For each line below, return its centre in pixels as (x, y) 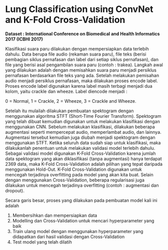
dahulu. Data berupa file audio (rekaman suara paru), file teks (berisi (76, 54)
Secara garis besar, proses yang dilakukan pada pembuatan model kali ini (81, 200)
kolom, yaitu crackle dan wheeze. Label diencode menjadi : (66, 91)
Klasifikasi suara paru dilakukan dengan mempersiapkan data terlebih (77, 49)
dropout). (15, 190)
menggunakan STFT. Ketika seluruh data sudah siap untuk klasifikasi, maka (83, 143)
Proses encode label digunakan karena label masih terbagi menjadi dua (79, 86)
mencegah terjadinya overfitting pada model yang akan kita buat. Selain (79, 174)
